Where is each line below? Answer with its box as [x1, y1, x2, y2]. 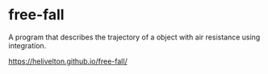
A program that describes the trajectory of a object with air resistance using [8, 32, 261, 42]
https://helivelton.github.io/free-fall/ [8, 56, 128, 66]
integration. [8, 40, 47, 50]
